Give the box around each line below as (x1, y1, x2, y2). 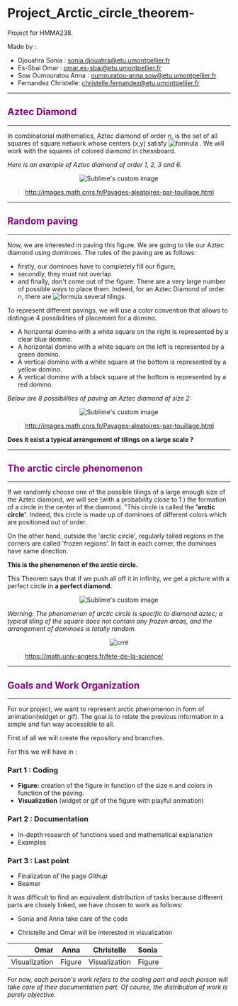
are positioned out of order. (7, 518, 87, 526)
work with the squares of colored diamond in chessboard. (7, 146, 176, 155)
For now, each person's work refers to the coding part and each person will (7, 975, 228, 984)
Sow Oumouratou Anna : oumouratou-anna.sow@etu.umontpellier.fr (17, 71, 217, 80)
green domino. (17, 350, 61, 358)
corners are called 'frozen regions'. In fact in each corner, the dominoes (7, 539, 217, 548)
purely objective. (7, 990, 57, 999)
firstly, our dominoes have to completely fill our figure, (17, 261, 176, 271)
